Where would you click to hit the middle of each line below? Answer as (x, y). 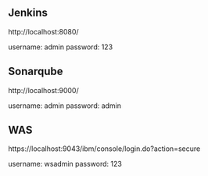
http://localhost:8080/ (44, 31)
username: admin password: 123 (61, 47)
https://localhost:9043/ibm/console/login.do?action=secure (104, 149)
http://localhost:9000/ (44, 90)
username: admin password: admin (65, 106)
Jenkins (28, 13)
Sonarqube (36, 72)
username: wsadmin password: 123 (65, 164)
